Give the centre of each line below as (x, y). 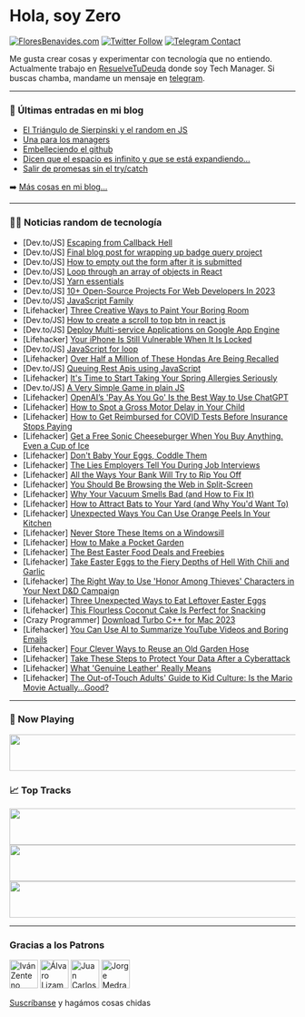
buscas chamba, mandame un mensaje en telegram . (108, 77)
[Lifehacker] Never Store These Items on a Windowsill (123, 533)
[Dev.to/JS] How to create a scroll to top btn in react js (124, 320)
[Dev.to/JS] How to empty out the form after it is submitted (132, 261)
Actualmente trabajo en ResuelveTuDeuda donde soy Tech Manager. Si (142, 68)
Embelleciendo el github (68, 149)
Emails (35, 639)
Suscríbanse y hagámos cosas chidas (80, 1003)
